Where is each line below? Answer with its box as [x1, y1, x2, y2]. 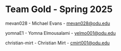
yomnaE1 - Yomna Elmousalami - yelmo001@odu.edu [5, 30, 116, 36]
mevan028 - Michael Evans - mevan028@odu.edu [5, 20, 110, 26]
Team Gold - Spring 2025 [5, 4, 113, 15]
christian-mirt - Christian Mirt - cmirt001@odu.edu [5, 39, 110, 46]
